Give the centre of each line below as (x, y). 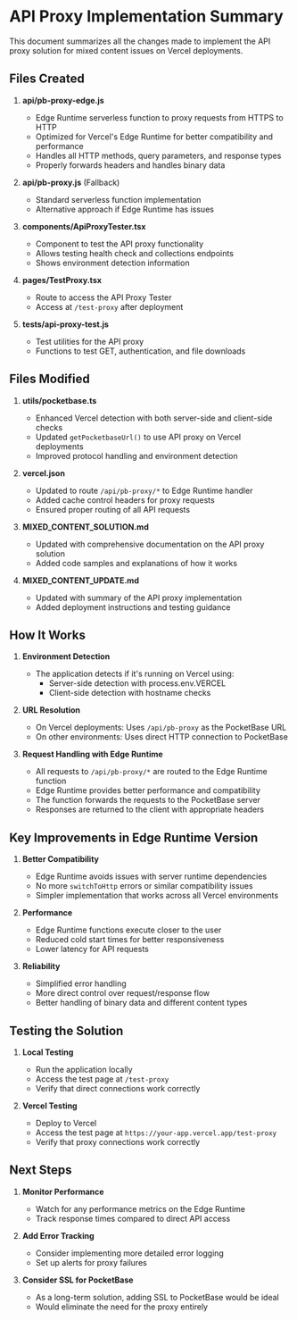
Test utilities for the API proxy (90, 341)
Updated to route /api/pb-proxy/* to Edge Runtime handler (144, 490)
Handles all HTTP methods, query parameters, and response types (158, 155)
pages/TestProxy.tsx (62, 280)
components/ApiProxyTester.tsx (84, 226)
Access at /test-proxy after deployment (109, 306)
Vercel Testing (49, 1106)
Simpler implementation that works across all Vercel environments (157, 896)
